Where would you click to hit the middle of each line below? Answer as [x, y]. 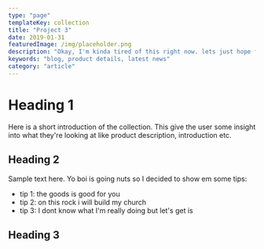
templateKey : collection [49, 23]
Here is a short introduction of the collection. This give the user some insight [132, 127]
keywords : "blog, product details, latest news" [89, 60]
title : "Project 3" [40, 30]
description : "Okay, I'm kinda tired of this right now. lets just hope [130, 52]
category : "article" [42, 67]
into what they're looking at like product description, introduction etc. [120, 135]
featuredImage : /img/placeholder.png [70, 45]
